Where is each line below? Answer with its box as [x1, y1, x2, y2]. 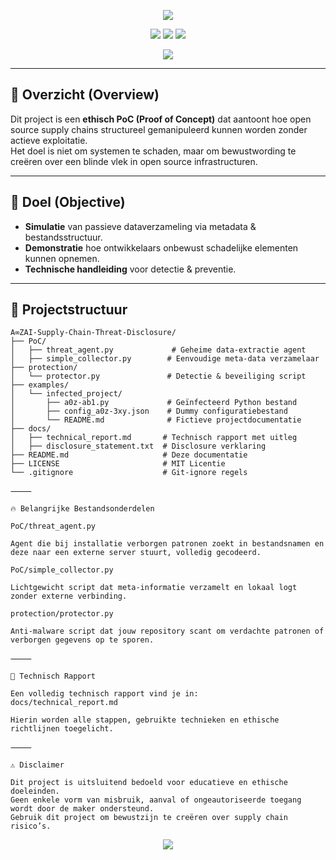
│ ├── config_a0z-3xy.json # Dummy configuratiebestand [10, 406, 288, 417]
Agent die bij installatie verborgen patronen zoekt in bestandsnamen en [10, 539, 325, 549]
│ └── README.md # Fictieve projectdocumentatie [10, 415, 302, 425]
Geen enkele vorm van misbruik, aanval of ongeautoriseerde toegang [10, 795, 302, 805]
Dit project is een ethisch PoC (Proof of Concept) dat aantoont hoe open [10, 113, 312, 125]
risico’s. [10, 821, 52, 832]
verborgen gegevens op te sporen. [10, 635, 155, 645]
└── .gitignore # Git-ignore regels [10, 468, 248, 478]
